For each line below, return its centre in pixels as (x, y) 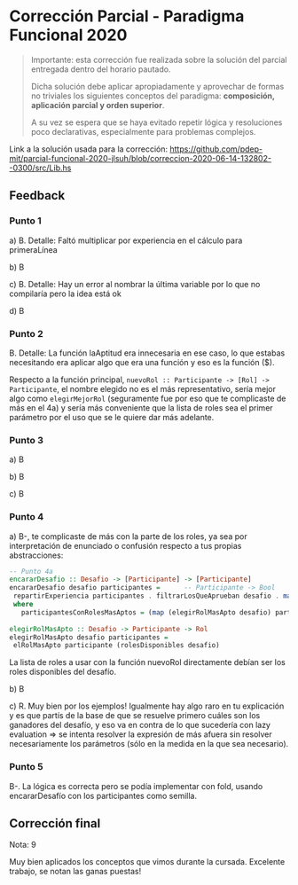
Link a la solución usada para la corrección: (89, 149)
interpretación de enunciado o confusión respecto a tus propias (125, 545)
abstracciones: (36, 555)
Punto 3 (27, 440)
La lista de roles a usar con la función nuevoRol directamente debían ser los (147, 662)
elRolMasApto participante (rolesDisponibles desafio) (116, 646)
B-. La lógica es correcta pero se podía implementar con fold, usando (136, 786)
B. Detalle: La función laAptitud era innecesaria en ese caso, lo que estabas (147, 353)
